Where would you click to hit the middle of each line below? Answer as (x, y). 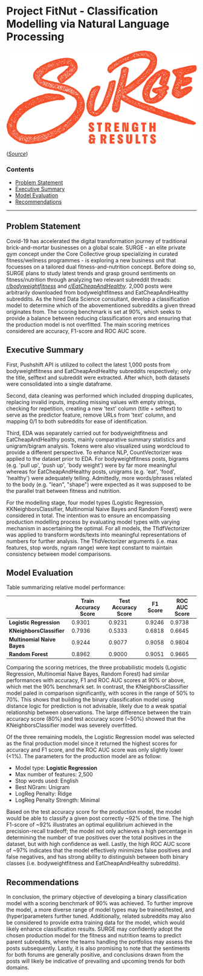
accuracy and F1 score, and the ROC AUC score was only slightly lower (95, 750)
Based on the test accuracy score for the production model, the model (94, 812)
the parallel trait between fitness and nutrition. (64, 490)
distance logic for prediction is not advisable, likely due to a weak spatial (96, 706)
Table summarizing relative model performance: (66, 587)
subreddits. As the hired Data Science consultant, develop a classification (98, 299)
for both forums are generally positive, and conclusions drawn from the (95, 955)
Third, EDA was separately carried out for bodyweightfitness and (87, 433)
